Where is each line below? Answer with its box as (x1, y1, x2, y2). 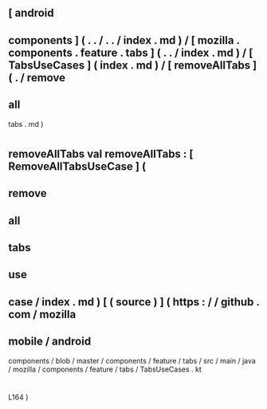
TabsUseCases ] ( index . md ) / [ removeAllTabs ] (8, 58, 257, 72)
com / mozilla (8, 307, 77, 321)
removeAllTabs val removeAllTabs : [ (8, 147, 194, 160)
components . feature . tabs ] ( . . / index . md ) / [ (8, 45, 253, 59)
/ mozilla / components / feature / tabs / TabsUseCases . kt (8, 364, 202, 374)
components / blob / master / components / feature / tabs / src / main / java (8, 356, 257, 365)
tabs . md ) (8, 119, 44, 128)
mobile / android (8, 335, 92, 348)
